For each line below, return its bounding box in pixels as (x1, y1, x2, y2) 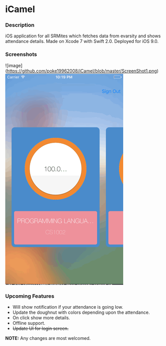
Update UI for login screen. (12, 325, 69, 331)
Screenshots (5, 51, 37, 58)
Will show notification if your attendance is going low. (12, 304, 123, 310)
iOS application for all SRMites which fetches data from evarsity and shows (5, 33, 161, 39)
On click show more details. (12, 315, 70, 321)
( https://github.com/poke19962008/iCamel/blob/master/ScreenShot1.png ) (5, 68, 159, 74)
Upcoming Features (5, 293, 54, 300)
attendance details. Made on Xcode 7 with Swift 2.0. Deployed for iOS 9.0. (5, 38, 159, 44)
